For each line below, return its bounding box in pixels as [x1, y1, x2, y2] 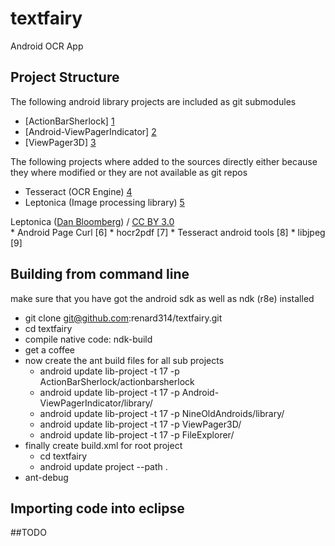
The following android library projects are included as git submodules [10, 95, 297, 107]
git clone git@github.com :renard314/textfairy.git [24, 312, 223, 324]
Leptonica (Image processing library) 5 [24, 196, 185, 208]
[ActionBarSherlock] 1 [24, 115, 115, 127]
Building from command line [10, 266, 190, 283]
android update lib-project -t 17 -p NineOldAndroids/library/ [39, 407, 285, 419]
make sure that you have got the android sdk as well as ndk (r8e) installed [10, 292, 315, 304]
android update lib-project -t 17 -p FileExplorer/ [39, 428, 235, 441]
